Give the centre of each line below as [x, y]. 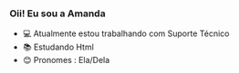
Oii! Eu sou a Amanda [58, 14]
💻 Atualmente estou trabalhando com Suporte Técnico [126, 33]
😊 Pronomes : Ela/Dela [66, 60]
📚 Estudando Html [58, 47]
